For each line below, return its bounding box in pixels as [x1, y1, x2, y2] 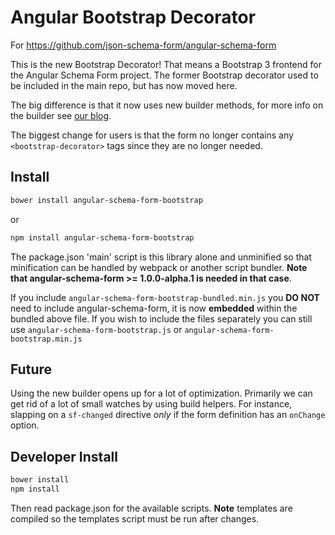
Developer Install [10, 448, 118, 465]
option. [10, 419, 40, 431]
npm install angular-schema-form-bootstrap [10, 232, 195, 243]
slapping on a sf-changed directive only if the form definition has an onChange [10, 409, 326, 421]
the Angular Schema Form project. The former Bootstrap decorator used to [10, 69, 319, 81]
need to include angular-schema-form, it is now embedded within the [10, 302, 298, 314]
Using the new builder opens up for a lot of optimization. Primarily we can [10, 387, 313, 400]
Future [10, 361, 53, 378]
